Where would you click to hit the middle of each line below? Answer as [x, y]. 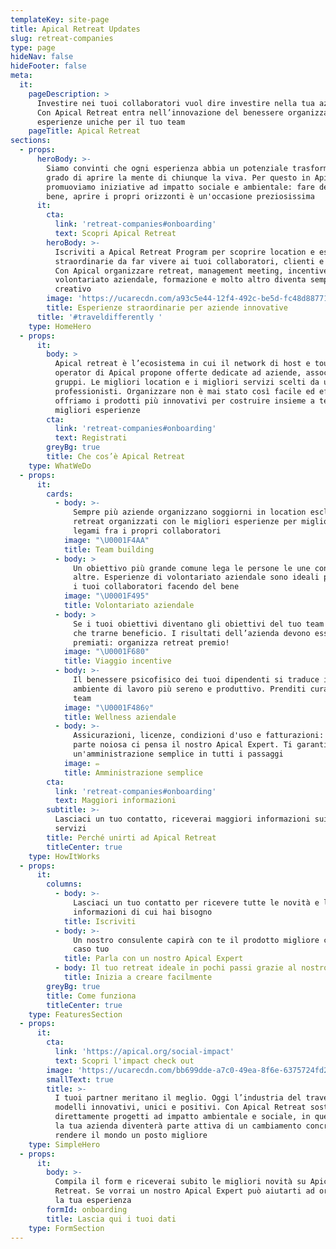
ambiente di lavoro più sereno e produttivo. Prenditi [190, 689]
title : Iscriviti [100, 921]
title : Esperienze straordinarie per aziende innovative [167, 308]
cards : [60, 494]
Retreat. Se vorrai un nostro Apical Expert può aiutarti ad [184, 1191]
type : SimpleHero [64, 1144]
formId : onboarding [87, 1209]
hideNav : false [42, 57]
